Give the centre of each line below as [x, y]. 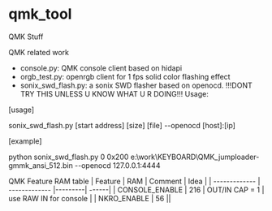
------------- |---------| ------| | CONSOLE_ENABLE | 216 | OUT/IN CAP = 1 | [136, 189]
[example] [25, 141]
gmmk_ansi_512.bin [41, 165]
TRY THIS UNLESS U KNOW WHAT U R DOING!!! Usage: [114, 93]
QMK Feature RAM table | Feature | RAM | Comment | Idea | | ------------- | [134, 181]
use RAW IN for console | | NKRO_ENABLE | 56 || [90, 198]
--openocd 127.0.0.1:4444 [117, 165]
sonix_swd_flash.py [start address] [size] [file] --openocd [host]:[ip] [122, 125]
